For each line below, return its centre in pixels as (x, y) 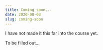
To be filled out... (22, 43)
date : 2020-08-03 (23, 14)
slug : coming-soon (24, 19)
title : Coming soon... (29, 10)
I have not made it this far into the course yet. (52, 33)
